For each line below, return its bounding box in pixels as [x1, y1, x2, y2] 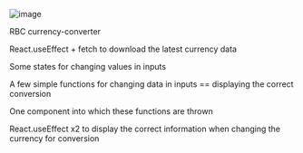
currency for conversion [9, 133, 100, 144]
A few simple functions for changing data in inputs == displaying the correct [9, 79, 294, 90]
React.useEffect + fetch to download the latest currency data [9, 43, 238, 54]
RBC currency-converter [9, 26, 102, 36]
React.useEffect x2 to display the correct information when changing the [9, 123, 281, 134]
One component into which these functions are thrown [9, 106, 213, 117]
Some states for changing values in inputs [9, 62, 166, 72]
